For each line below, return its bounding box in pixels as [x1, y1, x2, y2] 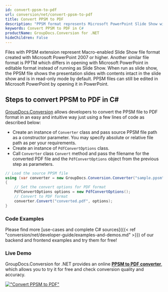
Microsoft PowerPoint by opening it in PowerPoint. [5, 81, 109, 87]
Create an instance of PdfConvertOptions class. [12, 145, 109, 151]
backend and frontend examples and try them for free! [5, 237, 117, 243]
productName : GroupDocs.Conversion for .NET [5, 31, 99, 36]
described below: [5, 119, 41, 125]
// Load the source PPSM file [5, 171, 68, 176]
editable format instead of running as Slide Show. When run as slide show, [5, 65, 158, 71]
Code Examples [5, 215, 44, 222]
